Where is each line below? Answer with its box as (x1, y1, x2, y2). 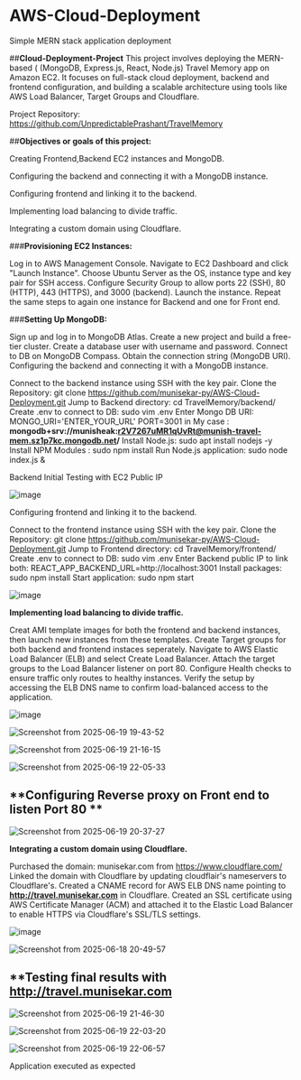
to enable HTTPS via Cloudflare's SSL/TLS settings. (9, 909, 201, 919)
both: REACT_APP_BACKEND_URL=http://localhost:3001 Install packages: (9, 562, 282, 573)
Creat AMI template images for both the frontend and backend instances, (9, 624, 281, 635)
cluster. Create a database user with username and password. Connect (23, 340, 288, 352)
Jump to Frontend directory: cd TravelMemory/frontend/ (68, 543, 277, 554)
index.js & (9, 454, 46, 465)
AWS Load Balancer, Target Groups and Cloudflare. (9, 91, 200, 102)
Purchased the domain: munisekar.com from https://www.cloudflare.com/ (9, 861, 283, 872)
